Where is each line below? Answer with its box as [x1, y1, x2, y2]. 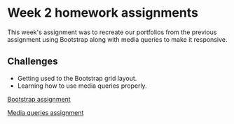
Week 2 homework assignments [7, 5, 198, 21]
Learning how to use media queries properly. [17, 82, 147, 90]
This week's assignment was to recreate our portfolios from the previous [7, 28, 217, 36]
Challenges [7, 56, 58, 68]
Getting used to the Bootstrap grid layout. [17, 74, 137, 82]
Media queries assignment [7, 108, 84, 116]
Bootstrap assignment [7, 95, 71, 103]
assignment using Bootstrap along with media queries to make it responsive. [7, 35, 228, 43]
